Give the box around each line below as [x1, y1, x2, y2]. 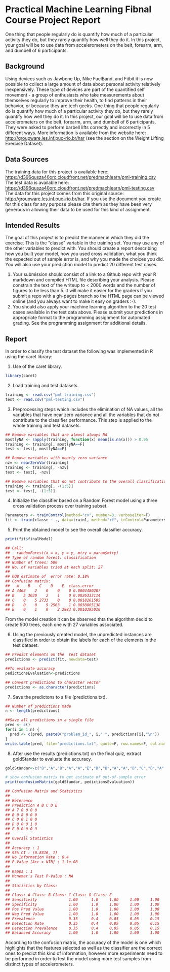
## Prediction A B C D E [5, 803, 58, 808]
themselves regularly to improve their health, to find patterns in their [5, 97, 148, 103]
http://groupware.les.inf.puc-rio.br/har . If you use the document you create [5, 196, 161, 202]
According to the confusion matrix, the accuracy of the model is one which [5, 939, 161, 946]
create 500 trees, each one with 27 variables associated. [5, 621, 124, 628]
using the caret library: [5, 354, 53, 360]
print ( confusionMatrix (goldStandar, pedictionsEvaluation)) [5, 779, 135, 785]
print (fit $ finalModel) [5, 537, 53, 542]
